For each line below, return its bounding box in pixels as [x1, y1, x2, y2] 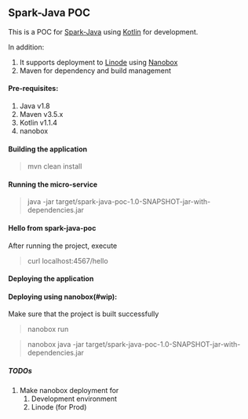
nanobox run [27, 325, 69, 334]
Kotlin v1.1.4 [19, 118, 57, 128]
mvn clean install [27, 162, 82, 171]
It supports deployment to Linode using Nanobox [19, 57, 178, 67]
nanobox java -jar [27, 340, 85, 349]
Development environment [31, 394, 118, 403]
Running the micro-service [8, 180, 98, 189]
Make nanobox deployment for [19, 386, 119, 395]
